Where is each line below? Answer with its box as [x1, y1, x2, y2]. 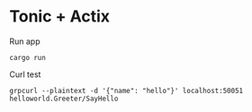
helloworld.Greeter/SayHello [9, 94, 119, 103]
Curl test [9, 69, 41, 80]
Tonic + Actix [9, 6, 111, 27]
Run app [9, 36, 40, 47]
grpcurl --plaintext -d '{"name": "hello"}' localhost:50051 [9, 86, 244, 95]
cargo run [9, 53, 47, 62]
